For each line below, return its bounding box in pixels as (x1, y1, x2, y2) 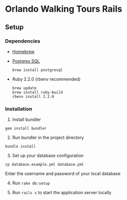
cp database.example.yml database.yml (5, 162, 84, 167)
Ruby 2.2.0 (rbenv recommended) (12, 76, 81, 82)
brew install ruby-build (12, 89, 63, 95)
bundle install (5, 144, 36, 149)
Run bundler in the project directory (12, 134, 84, 140)
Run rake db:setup (12, 180, 50, 186)
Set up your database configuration (12, 153, 84, 158)
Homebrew (12, 48, 35, 54)
